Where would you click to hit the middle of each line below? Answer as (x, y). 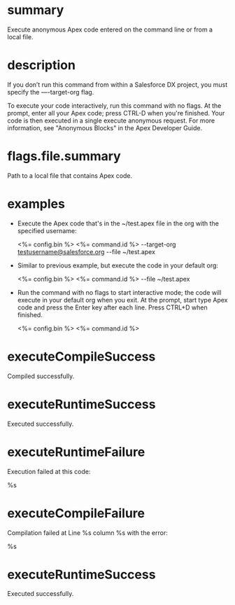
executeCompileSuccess (81, 356)
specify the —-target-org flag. (51, 92)
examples (36, 204)
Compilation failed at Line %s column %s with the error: (87, 533)
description (41, 65)
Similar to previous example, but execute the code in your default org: (118, 265)
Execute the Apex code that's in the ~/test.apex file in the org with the (118, 223)
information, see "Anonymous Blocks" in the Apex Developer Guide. (105, 127)
